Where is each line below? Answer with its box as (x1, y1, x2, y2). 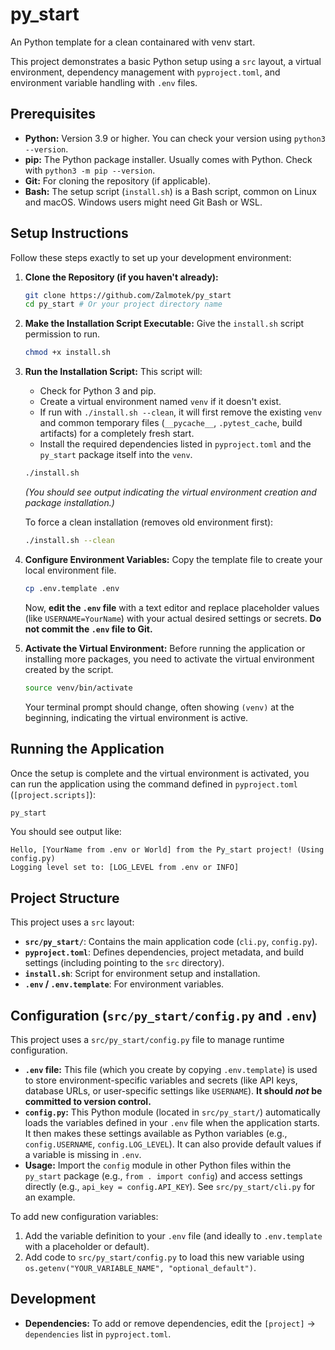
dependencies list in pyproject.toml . (24, 1328, 172, 1340)
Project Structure (10, 889, 120, 907)
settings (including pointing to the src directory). (24, 957, 225, 969)
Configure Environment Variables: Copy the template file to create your (24, 553, 323, 565)
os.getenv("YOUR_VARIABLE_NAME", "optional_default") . (24, 1262, 257, 1273)
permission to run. (24, 328, 101, 340)
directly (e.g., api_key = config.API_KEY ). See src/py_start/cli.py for (24, 1181, 316, 1192)
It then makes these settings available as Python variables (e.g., (24, 1128, 288, 1139)
